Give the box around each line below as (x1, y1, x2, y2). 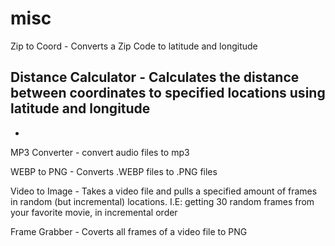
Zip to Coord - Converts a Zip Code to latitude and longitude (10, 40, 258, 52)
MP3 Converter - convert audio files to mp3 (10, 146, 190, 158)
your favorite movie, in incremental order (10, 206, 178, 218)
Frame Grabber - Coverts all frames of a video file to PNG (10, 225, 248, 237)
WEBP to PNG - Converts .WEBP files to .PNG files (10, 165, 218, 177)
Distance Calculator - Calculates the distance (10, 69, 300, 86)
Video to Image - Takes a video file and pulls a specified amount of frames (10, 185, 318, 197)
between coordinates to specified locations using (10, 85, 326, 102)
